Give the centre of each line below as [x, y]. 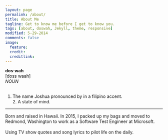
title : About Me [22, 19]
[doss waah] [18, 76]
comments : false [22, 38]
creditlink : [22, 56]
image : [12, 43]
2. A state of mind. [31, 102]
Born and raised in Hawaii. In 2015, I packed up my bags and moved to [77, 116]
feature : [19, 47]
